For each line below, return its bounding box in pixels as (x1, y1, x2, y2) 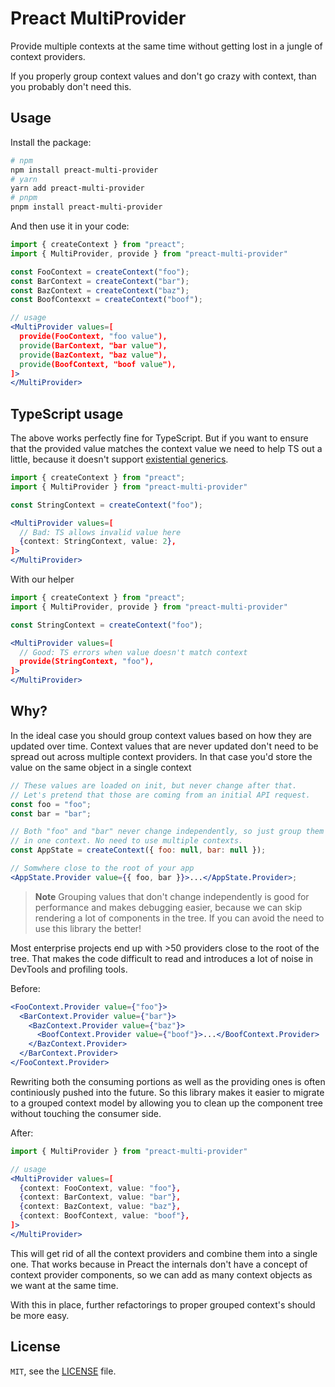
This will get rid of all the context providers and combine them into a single (10, 1247, 318, 1259)
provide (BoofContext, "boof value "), (19, 359, 177, 369)
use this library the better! (34, 922, 142, 934)
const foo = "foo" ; (10, 799, 92, 809)
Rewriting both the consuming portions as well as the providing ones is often (10, 1075, 326, 1087)
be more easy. (10, 1309, 70, 1321)
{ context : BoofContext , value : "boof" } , (19, 1211, 190, 1221)
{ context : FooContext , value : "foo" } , (19, 1183, 182, 1193)
